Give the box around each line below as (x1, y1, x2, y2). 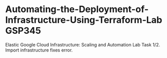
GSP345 (5, 25, 41, 36)
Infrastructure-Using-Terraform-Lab (5, 14, 162, 26)
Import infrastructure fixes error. (5, 47, 73, 53)
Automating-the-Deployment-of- (5, 4, 149, 15)
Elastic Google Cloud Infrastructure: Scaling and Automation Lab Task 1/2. (5, 41, 160, 47)
